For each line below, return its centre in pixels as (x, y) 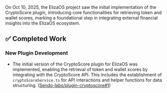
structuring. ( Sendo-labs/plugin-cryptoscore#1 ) (62, 85)
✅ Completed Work (36, 39)
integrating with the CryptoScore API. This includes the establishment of (87, 74)
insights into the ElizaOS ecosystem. (43, 23)
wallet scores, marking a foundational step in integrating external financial (81, 18)
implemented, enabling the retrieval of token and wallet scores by (80, 69)
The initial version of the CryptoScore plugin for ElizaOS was (75, 64)
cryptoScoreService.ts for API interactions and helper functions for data (87, 80)
